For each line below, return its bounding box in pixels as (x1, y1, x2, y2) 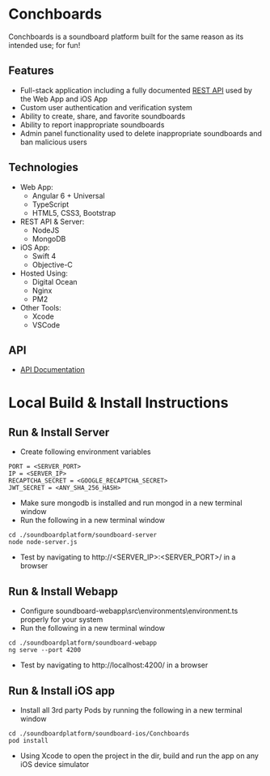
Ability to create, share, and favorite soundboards (19, 111, 186, 121)
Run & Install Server (8, 425, 110, 439)
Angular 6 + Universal (32, 191, 105, 200)
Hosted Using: (19, 268, 69, 278)
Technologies (8, 161, 79, 174)
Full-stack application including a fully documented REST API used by (19, 85, 253, 95)
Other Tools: (19, 302, 62, 312)
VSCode (32, 319, 61, 329)
